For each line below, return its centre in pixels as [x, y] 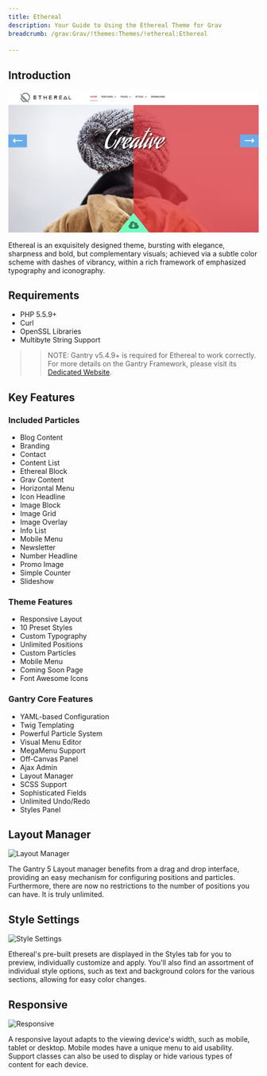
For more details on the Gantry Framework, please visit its [142, 364]
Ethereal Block [43, 471]
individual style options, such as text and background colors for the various [132, 971]
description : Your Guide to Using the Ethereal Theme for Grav [115, 25]
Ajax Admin [39, 767]
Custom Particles [48, 653]
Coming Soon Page [51, 670]
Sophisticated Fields [53, 792]
